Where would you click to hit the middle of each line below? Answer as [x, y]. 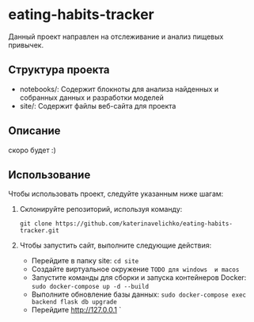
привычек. [26, 44]
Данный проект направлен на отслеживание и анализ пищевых [116, 36]
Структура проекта [59, 70]
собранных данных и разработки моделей [91, 98]
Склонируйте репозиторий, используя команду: [101, 209]
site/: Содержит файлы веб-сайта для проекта [98, 105]
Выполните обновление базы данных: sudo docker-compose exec [139, 294]
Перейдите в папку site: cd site [85, 261]
